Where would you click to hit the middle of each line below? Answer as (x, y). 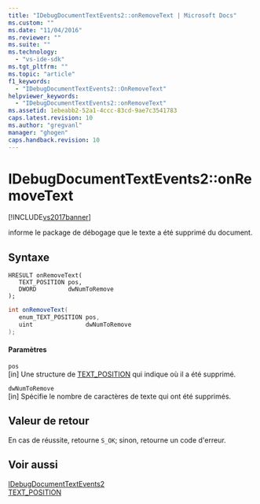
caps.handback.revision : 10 (54, 140)
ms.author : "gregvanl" (45, 125)
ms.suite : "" (29, 45)
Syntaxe (29, 257)
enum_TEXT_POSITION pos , (59, 317)
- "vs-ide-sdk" (40, 60)
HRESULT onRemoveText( (45, 276)
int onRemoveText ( (38, 310)
